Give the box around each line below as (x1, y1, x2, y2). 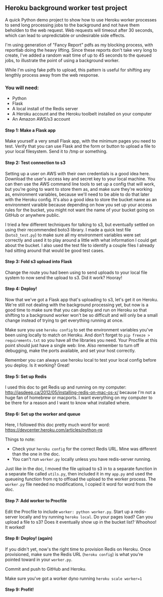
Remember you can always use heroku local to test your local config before (5, 357, 157, 363)
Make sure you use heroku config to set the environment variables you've (5, 327, 153, 332)
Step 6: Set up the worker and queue (5, 411, 81, 417)
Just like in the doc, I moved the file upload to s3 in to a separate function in (5, 466, 157, 472)
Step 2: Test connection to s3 (5, 160, 66, 165)
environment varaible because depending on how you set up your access (5, 202, 152, 207)
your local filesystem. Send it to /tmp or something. (5, 148, 108, 154)
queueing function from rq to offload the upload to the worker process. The (5, 476, 156, 482)
